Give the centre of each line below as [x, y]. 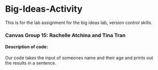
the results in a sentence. [31, 63]
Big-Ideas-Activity [44, 9]
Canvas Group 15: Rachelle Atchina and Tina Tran [65, 35]
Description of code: [27, 47]
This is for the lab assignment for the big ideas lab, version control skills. [79, 23]
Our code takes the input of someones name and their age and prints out [79, 58]
